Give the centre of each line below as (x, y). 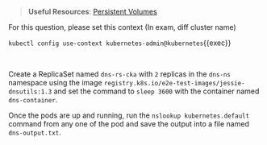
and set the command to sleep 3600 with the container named (156, 91)
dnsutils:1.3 (30, 92)
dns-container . (33, 99)
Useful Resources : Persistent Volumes (92, 12)
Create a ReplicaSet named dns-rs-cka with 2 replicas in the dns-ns (120, 74)
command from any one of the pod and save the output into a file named (129, 124)
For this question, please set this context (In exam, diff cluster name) (122, 27)
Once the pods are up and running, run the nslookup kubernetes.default (129, 115)
